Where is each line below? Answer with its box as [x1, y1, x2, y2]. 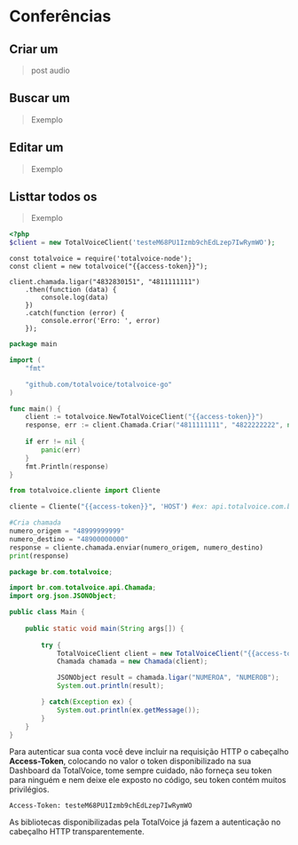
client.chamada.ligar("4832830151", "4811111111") [9, 278, 200, 287]
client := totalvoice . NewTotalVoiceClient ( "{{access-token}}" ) [25, 413, 264, 422]
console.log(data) [41, 293, 109, 303]
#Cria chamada [9, 518, 62, 527]
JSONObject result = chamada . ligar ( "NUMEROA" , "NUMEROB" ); [56, 673, 279, 683]
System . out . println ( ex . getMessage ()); [56, 706, 200, 715]
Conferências [9, 6, 112, 27]
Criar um [9, 42, 59, 57]
